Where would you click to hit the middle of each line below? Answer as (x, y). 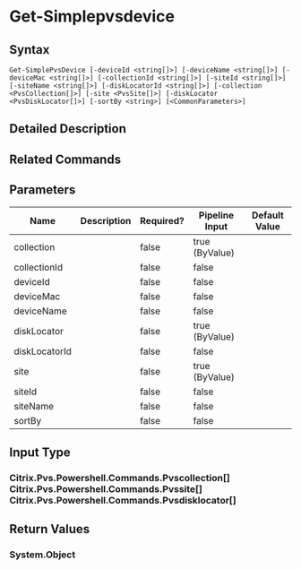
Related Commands (65, 159)
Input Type (40, 452)
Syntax (30, 50)
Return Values (50, 529)
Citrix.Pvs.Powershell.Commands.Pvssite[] (106, 488)
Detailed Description (68, 129)
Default (267, 215)
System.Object (43, 555)
